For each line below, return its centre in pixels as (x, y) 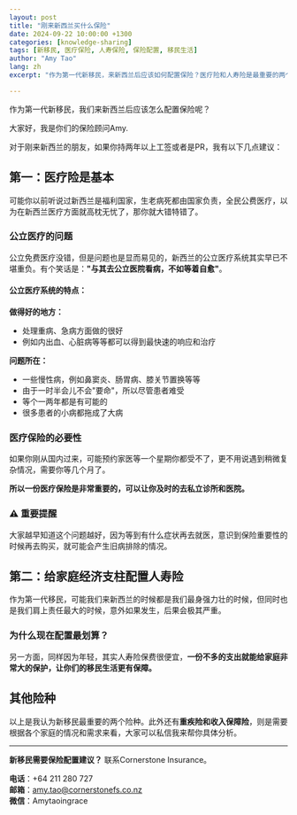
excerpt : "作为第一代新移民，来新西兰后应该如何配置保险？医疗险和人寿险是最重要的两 (147, 75)
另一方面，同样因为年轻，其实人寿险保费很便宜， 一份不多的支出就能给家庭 (145, 656)
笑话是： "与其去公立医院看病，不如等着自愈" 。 (141, 268)
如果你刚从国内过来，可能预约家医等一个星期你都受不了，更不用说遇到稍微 (145, 459)
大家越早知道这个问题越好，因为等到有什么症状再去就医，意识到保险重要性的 (148, 535)
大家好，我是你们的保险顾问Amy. (69, 128)
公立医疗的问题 (41, 237)
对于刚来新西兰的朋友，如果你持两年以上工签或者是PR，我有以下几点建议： (146, 146)
